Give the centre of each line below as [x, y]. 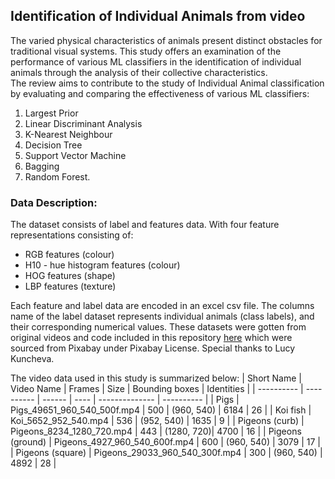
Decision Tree [53, 145]
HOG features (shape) [70, 276]
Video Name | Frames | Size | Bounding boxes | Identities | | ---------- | [157, 389]
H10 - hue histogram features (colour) [102, 265]
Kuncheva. [32, 359]
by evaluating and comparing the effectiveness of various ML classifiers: [160, 93]
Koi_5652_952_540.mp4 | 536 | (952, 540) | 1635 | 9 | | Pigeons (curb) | [157, 421]
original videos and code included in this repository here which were [151, 338]
